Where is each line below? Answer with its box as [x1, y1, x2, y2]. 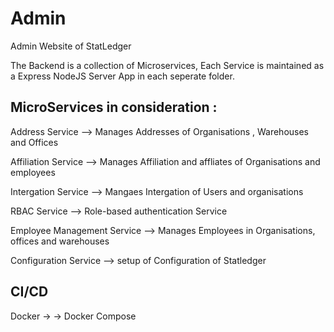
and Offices [10, 136, 59, 148]
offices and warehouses [10, 235, 110, 247]
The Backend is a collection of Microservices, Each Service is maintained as [10, 59, 325, 71]
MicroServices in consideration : [10, 99, 218, 116]
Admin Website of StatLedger [10, 40, 132, 52]
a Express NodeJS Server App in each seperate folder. [10, 70, 235, 82]
